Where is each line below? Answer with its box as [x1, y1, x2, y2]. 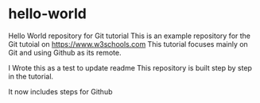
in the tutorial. [8, 71, 54, 81]
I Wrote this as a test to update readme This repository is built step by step [8, 63, 253, 72]
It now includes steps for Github [8, 86, 113, 96]
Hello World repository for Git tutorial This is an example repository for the [8, 31, 251, 40]
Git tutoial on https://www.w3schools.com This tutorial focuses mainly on [8, 39, 248, 48]
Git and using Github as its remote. [8, 48, 122, 57]
